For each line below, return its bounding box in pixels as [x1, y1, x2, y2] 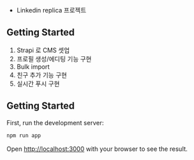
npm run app [6, 131, 41, 139]
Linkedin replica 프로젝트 [16, 6, 87, 14]
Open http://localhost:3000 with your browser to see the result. [6, 145, 188, 153]
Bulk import [16, 62, 50, 71]
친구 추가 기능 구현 [16, 70, 67, 79]
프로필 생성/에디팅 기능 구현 [16, 54, 92, 63]
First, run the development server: [6, 118, 104, 127]
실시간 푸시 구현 [16, 79, 60, 88]
